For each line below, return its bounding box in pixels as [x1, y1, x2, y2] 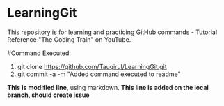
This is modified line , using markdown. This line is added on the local [7, 83, 209, 91]
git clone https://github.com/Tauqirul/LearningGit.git [17, 62, 167, 70]
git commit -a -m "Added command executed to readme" [17, 70, 181, 78]
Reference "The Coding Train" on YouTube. [7, 35, 131, 43]
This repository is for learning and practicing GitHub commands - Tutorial [7, 28, 218, 36]
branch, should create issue [7, 91, 90, 99]
